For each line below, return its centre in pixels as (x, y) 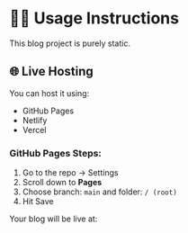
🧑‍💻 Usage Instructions (94, 18)
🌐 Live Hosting (52, 72)
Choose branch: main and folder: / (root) (99, 192)
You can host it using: (49, 93)
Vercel (34, 130)
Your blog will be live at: (54, 219)
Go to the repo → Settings (70, 173)
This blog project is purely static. (70, 43)
